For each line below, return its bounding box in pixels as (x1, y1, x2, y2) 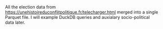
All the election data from (5, 4, 56, 10)
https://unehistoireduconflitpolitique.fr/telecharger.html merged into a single (5, 9, 158, 15)
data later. (5, 19, 25, 25)
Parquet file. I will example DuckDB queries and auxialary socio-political (5, 14, 150, 20)
